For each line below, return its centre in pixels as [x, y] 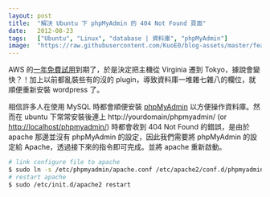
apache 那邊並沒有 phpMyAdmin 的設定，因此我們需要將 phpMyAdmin [125, 137]
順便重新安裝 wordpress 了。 [56, 90]
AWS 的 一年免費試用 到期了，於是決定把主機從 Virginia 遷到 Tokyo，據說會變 [135, 70]
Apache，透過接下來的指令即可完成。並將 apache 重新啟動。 [125, 147]
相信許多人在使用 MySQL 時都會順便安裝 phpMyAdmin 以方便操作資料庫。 [131, 107]
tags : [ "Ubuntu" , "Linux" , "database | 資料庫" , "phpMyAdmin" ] [118, 38]
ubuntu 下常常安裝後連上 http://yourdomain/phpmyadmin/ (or [125, 117]
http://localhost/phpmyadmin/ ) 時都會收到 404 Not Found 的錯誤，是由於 [129, 127]
